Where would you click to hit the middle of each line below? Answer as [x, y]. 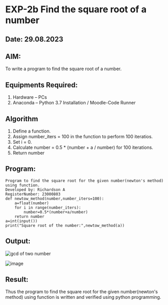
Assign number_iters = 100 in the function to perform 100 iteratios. [83, 137]
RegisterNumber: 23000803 [33, 194]
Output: [18, 241]
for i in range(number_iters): [48, 208]
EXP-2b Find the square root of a [76, 9]
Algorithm [22, 119]
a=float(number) [32, 203]
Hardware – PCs [30, 97]
